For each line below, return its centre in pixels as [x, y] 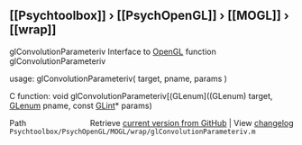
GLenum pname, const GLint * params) [81, 105]
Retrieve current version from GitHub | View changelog [192, 122]
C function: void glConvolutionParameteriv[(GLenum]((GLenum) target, [141, 95]
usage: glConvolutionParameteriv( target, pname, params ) [119, 78]
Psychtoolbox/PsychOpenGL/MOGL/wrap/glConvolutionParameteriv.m [133, 131]
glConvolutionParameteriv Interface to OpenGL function [113, 51]
